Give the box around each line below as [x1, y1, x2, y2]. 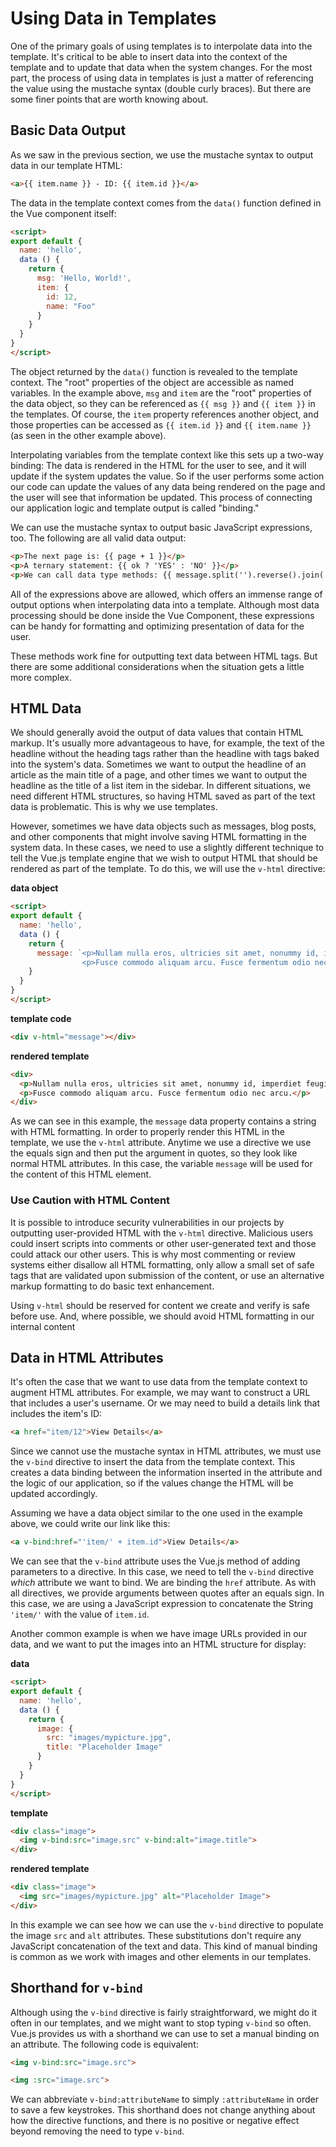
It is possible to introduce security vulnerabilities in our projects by [10, 1216, 285, 1228]
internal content [10, 1320, 76, 1332]
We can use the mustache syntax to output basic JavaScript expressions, [10, 521, 313, 533]
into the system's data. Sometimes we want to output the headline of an [10, 758, 307, 771]
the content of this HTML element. [10, 1168, 152, 1181]
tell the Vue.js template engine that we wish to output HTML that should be [10, 852, 318, 864]
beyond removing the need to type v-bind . [10, 2125, 185, 2137]
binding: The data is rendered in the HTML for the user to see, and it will [10, 459, 307, 471]
